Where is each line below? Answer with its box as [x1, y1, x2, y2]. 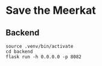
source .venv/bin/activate [5, 43, 74, 49]
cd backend [5, 49, 33, 55]
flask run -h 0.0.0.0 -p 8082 [5, 54, 82, 60]
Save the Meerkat [5, 4, 96, 17]
